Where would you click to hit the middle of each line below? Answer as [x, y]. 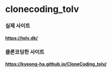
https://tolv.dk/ [22, 38]
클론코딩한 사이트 [25, 52]
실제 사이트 [18, 26]
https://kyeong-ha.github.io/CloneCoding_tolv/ [56, 64]
